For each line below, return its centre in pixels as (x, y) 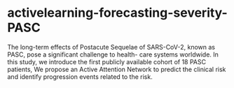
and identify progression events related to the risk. (80, 76)
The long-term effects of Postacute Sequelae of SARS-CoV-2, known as (111, 47)
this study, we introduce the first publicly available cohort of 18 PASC (107, 61)
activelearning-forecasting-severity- (117, 13)
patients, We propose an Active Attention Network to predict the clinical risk (117, 69)
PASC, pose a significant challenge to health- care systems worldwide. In (113, 54)
